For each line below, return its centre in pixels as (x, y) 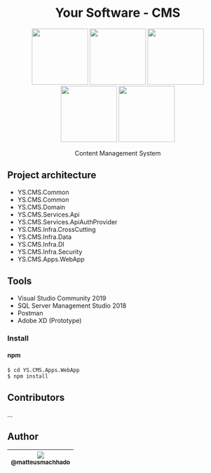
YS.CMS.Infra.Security (50, 252)
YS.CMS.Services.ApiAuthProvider (67, 221)
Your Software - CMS (118, 13)
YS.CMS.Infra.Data (45, 237)
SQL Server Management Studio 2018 (72, 306)
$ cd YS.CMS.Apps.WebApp (43, 370)
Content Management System (118, 153)
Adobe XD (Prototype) (49, 320)
